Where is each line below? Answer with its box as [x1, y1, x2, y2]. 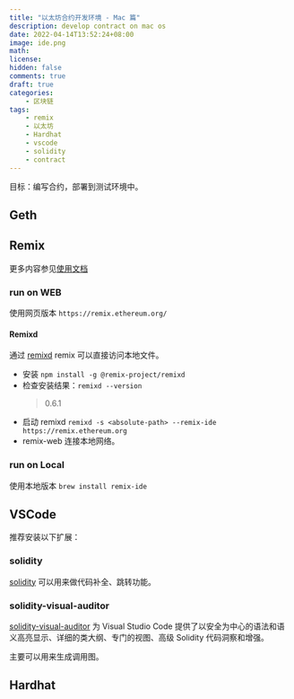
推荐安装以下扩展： [9, 532, 81, 543]
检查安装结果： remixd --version [22, 380, 143, 391]
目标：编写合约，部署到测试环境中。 [9, 181, 143, 191]
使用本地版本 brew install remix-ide [9, 480, 148, 491]
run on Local [9, 459, 65, 472]
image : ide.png [9, 38, 66, 48]
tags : [9, 105, 30, 114]
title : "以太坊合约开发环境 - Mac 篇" [9, 13, 141, 22]
